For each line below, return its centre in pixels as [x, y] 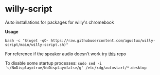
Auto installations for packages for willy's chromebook [60, 22]
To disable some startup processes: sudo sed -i [53, 63]
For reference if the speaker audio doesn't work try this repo [66, 54]
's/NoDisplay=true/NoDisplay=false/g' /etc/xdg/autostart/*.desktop [76, 68]
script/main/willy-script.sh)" [37, 45]
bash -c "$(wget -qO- [27, 40]
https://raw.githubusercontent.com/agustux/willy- [103, 40]
